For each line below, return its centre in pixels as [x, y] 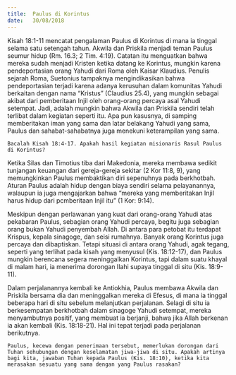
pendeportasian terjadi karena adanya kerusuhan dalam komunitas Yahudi [115, 85]
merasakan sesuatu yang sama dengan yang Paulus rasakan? [94, 364]
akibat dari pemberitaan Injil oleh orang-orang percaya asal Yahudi [104, 100]
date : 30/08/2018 [36, 20]
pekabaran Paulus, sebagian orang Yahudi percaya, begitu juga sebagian [113, 221]
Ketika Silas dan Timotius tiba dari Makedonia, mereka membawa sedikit [112, 162]
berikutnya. [24, 333]
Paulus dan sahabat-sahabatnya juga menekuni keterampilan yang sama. [113, 131]
